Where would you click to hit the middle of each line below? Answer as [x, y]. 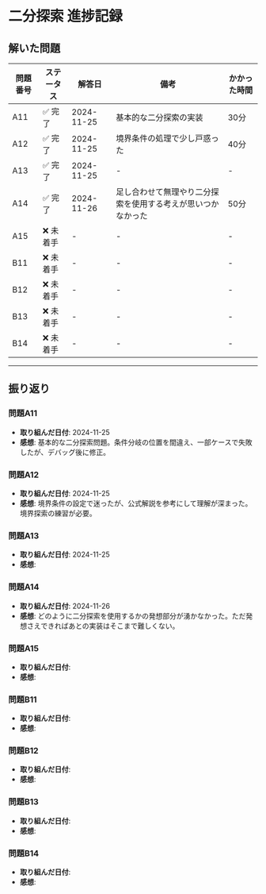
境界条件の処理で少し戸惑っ [167, 138]
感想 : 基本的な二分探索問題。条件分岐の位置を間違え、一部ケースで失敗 [136, 442]
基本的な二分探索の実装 [160, 118]
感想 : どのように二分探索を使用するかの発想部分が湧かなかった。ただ [133, 615]
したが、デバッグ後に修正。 [65, 452]
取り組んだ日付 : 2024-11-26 [65, 606]
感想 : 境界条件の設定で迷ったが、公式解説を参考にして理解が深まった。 [136, 503]
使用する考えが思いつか [175, 204]
